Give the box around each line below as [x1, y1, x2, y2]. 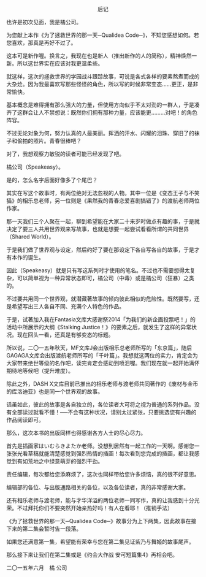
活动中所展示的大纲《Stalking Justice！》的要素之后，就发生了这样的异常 [6, 324, 192, 331]
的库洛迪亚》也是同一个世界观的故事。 [6, 388, 103, 395]
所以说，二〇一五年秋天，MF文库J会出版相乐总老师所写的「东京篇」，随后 [6, 344, 192, 351]
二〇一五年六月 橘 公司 [6, 564, 67, 571]
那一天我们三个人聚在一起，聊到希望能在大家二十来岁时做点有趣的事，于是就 [6, 218, 200, 225]
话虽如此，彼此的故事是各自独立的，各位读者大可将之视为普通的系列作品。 [6, 401, 194, 408]
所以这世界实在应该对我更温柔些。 [17, 60, 103, 67]
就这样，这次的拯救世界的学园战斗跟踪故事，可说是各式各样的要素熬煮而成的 [6, 73, 200, 80]
